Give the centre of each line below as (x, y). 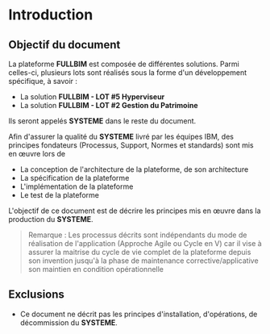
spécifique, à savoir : (43, 81)
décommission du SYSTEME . (69, 322)
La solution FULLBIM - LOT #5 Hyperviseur (92, 97)
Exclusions (36, 295)
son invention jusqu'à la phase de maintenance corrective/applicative (143, 261)
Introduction (51, 15)
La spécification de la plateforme (75, 178)
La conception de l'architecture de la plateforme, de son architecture (134, 169)
